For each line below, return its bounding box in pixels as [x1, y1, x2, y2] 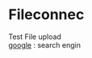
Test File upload [8, 32, 62, 41]
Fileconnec [8, 6, 85, 24]
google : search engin [8, 40, 81, 49]
